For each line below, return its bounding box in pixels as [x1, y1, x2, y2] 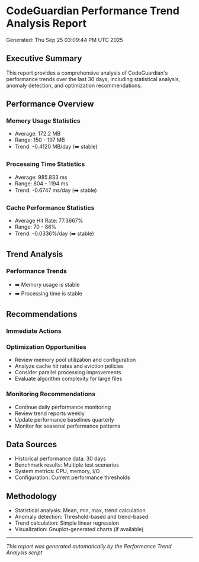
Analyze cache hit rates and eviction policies [14, 362, 124, 370]
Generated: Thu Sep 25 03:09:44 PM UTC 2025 [6, 36, 123, 43]
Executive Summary [6, 53, 82, 63]
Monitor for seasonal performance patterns [14, 422, 120, 429]
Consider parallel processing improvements [14, 369, 121, 376]
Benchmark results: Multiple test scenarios [14, 461, 120, 468]
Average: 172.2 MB [14, 130, 61, 137]
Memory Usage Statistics [6, 117, 81, 125]
